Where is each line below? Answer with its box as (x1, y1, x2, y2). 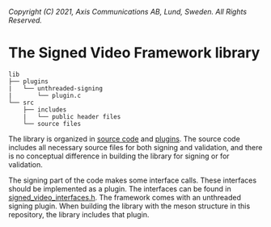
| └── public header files (23, 112, 121, 120)
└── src (8, 99, 35, 107)
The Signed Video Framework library (8, 44, 260, 62)
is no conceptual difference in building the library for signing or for (8, 151, 230, 161)
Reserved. (8, 15, 43, 25)
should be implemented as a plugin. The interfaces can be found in (8, 183, 232, 193)
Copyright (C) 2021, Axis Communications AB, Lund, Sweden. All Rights (8, 7, 248, 16)
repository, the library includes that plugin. (8, 209, 150, 219)
